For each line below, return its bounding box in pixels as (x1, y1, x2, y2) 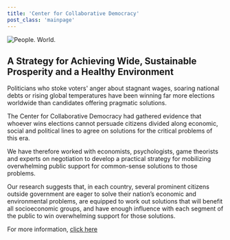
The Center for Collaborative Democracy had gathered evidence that (7, 112, 202, 120)
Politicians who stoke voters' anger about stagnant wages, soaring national (7, 84, 220, 93)
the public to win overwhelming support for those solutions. (7, 212, 176, 220)
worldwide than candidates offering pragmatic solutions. (7, 99, 167, 107)
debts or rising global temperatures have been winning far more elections (7, 91, 215, 100)
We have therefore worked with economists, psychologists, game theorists (7, 147, 218, 155)
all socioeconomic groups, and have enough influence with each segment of (7, 204, 224, 213)
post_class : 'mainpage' (7, 17, 76, 23)
